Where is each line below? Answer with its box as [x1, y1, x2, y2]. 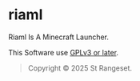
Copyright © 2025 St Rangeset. [27, 63, 133, 73]
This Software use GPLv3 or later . [8, 47, 118, 57]
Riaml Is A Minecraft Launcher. [8, 32, 110, 42]
